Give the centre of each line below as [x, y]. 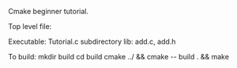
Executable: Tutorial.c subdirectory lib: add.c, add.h [92, 41]
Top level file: [30, 26]
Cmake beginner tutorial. [49, 11]
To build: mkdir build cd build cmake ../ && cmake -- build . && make [118, 57]
